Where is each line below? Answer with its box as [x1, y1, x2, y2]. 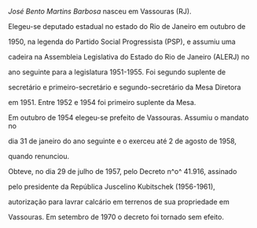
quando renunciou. [8, 152, 70, 161]
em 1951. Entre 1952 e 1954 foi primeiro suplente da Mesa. [8, 98, 196, 107]
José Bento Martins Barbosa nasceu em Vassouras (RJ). [8, 7, 192, 16]
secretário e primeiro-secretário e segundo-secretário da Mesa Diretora [8, 82, 241, 92]
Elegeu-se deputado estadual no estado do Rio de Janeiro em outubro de [8, 22, 246, 31]
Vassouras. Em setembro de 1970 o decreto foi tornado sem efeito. [8, 212, 224, 222]
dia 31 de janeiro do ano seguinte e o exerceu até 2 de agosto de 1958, [8, 136, 237, 146]
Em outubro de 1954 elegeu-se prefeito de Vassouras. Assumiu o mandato [8, 113, 249, 122]
